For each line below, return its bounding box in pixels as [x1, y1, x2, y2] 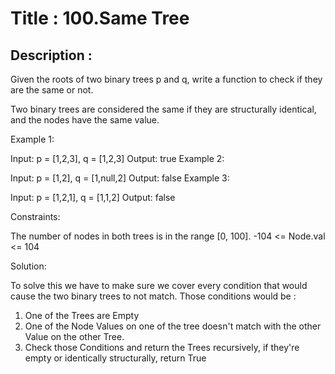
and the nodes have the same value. [10, 114, 160, 126]
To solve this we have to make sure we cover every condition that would [10, 280, 308, 291]
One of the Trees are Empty [24, 310, 140, 321]
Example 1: [10, 133, 55, 145]
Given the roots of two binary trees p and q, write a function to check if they [10, 73, 323, 85]
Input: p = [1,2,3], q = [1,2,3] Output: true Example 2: [10, 153, 225, 164]
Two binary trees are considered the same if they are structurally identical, [10, 103, 317, 115]
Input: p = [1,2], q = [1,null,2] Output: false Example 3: [10, 172, 230, 184]
